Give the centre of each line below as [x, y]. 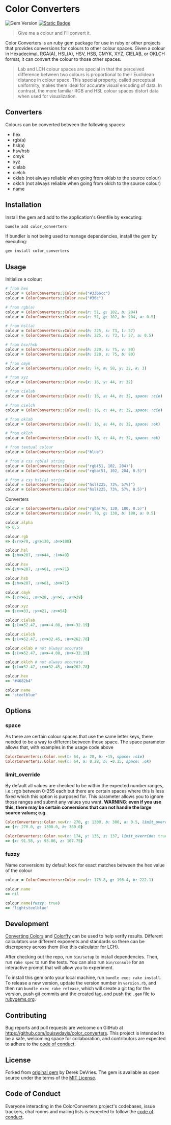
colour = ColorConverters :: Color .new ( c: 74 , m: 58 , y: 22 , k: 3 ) [76, 368]
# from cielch [20, 405]
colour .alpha [19, 522]
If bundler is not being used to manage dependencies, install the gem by [81, 236]
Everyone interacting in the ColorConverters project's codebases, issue [80, 1106]
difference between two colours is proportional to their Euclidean [86, 74]
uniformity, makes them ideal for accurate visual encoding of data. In [90, 85]
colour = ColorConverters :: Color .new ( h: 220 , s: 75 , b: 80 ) [70, 354]
